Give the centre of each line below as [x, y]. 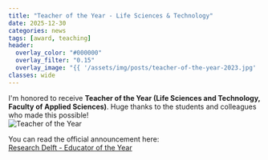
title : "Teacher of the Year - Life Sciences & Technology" [111, 16]
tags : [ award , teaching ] [50, 38]
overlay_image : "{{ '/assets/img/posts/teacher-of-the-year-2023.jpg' [136, 68]
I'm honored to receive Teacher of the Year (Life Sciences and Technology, [134, 98]
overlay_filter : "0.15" [55, 61]
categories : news [37, 30]
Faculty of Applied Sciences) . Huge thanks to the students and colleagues [132, 106]
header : [21, 46]
